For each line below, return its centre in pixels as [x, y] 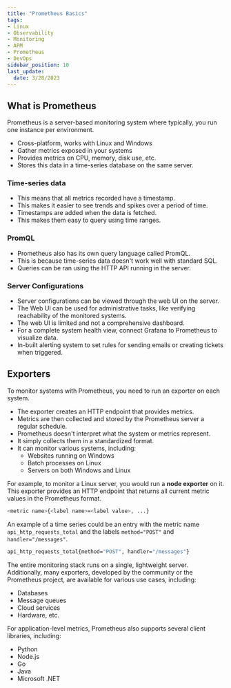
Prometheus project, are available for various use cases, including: [102, 579]
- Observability [30, 33]
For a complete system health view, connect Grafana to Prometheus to [117, 331]
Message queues [42, 600]
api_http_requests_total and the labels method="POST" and [91, 531]
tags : [15, 20]
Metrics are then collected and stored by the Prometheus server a [111, 418]
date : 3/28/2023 [37, 78]
